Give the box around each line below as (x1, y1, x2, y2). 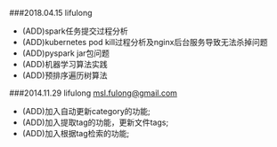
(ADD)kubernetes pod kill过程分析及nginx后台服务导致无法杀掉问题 (21, 37, 268, 47)
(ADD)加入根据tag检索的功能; (21, 128, 130, 138)
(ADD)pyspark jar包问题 (21, 48, 110, 58)
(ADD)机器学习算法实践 (21, 59, 108, 69)
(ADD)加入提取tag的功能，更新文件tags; (21, 117, 169, 128)
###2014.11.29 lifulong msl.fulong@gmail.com (9, 88, 178, 98)
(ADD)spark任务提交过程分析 (21, 26, 129, 36)
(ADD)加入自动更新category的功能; (21, 106, 151, 116)
